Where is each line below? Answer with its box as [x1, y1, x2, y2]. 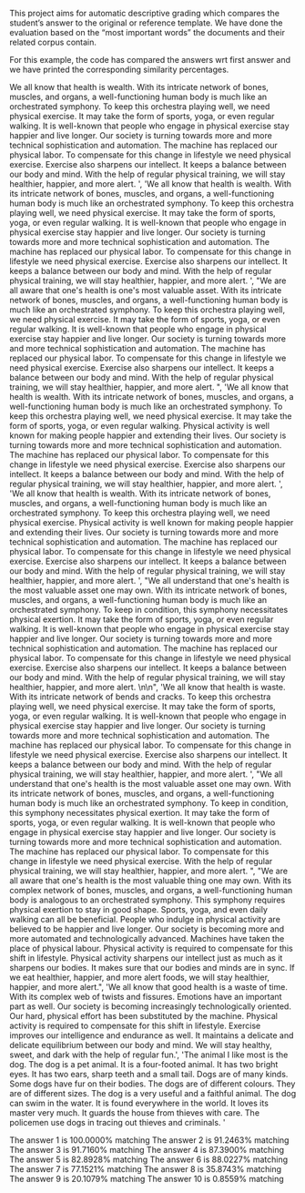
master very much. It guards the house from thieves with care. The [9, 1107, 260, 1118]
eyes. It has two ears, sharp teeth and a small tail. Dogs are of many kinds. [9, 1069, 289, 1079]
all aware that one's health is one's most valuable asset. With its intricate [9, 285, 282, 295]
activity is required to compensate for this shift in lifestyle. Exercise [9, 1020, 261, 1031]
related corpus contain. [9, 36, 97, 47]
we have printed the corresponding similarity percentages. [9, 64, 229, 75]
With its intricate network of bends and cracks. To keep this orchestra [9, 691, 271, 702]
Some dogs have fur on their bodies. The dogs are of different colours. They [9, 1078, 296, 1089]
